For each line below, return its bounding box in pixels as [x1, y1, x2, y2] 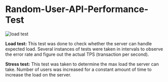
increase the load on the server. [5, 71, 72, 77]
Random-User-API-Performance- [5, 4, 149, 15]
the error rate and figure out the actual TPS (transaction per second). [5, 51, 149, 57]
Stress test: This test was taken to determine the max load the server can [5, 61, 159, 67]
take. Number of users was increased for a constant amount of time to [5, 66, 152, 72]
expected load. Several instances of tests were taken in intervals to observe [5, 46, 163, 52]
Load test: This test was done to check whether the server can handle [5, 40, 152, 46]
